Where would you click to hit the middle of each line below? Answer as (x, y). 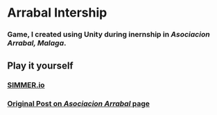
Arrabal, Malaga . (37, 43)
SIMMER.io (26, 85)
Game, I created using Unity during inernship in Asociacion (108, 35)
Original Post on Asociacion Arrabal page (79, 104)
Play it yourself (41, 65)
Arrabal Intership (57, 13)
